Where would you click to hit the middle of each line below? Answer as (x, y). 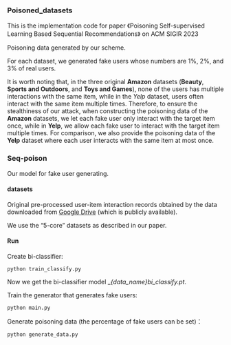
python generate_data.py (43, 335)
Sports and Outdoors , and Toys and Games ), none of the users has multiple (115, 89)
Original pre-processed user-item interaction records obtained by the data (112, 204)
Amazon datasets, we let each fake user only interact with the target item (111, 119)
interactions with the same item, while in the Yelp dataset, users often (106, 97)
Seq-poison (27, 159)
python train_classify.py (44, 269)
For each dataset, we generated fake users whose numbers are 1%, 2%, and (115, 61)
